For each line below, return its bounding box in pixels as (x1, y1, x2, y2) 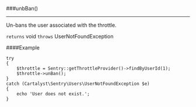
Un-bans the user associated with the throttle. (6, 22, 117, 28)
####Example (6, 44, 40, 51)
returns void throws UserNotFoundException (6, 33, 114, 40)
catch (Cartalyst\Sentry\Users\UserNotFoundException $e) (6, 81, 150, 87)
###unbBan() (6, 5, 38, 12)
